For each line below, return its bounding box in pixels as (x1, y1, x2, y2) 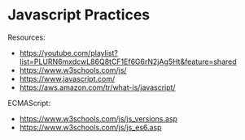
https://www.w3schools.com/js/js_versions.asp (19, 113, 178, 123)
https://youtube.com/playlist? (19, 48, 119, 57)
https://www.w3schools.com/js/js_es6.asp (19, 122, 162, 132)
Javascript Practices (7, 6, 151, 24)
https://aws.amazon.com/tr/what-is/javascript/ (19, 83, 176, 92)
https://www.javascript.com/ (19, 74, 116, 83)
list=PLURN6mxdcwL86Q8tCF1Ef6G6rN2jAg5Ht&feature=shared (19, 57, 237, 66)
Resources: (7, 32, 46, 42)
